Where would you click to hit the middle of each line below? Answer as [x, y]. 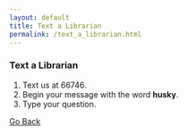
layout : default [39, 17]
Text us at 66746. [54, 85]
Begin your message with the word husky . [100, 94]
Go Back [25, 121]
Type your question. [59, 104]
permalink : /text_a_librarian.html [76, 34]
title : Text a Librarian [55, 26]
